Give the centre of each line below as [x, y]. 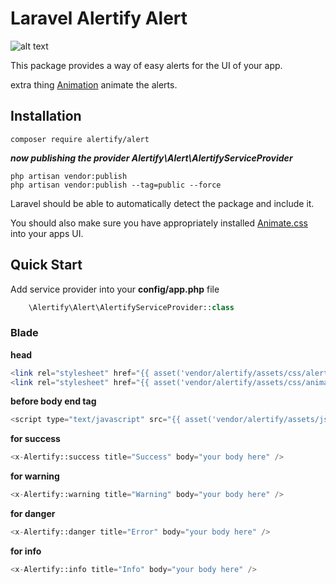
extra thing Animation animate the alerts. [94, 84]
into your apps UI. [47, 233]
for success [35, 439]
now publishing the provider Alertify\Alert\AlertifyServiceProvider [151, 158]
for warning [35, 476]
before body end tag [53, 401]
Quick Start [46, 265]
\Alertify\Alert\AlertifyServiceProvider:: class [131, 307]
